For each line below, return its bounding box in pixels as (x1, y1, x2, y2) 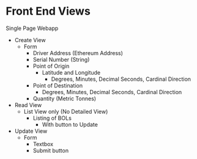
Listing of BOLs (32, 114, 72, 122)
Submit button (32, 147, 69, 154)
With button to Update (42, 120, 98, 128)
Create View (14, 36, 46, 43)
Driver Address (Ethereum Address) (32, 49, 124, 56)
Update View (14, 127, 48, 135)
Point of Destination (32, 81, 83, 89)
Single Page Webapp (6, 24, 59, 32)
